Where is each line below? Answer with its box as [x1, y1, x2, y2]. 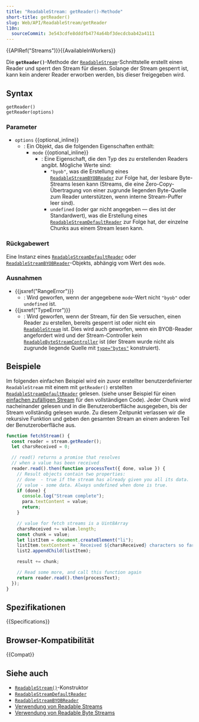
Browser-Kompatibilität [6, 635, 95, 645]
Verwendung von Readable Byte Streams [14, 709, 115, 716]
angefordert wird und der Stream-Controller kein [23, 332, 142, 339]
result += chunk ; [17, 559, 60, 565]
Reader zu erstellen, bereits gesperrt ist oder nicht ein [23, 319, 156, 326]
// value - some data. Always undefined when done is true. [17, 482, 168, 488]
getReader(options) [6, 109, 54, 115]
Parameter [6, 123, 37, 131]
